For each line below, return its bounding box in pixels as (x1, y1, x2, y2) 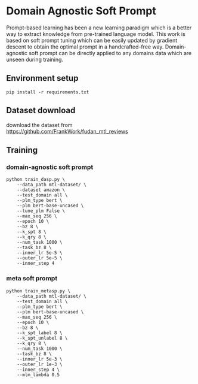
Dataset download (6, 105, 76, 116)
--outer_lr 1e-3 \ (17, 361, 63, 367)
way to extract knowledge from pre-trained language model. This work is (6, 30, 186, 37)
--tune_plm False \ (17, 208, 66, 214)
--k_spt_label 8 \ (17, 329, 63, 336)
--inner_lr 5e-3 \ (17, 356, 63, 362)
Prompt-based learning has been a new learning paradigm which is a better (6, 24, 192, 31)
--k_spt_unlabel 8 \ (17, 335, 68, 341)
